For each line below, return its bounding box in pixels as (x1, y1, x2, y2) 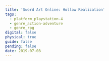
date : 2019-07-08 (5, 48, 41, 53)
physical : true (5, 35, 37, 40)
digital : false (5, 30, 37, 35)
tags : (5, 12, 16, 17)
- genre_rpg (9, 26, 35, 30)
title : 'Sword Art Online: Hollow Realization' (5, 7, 106, 12)
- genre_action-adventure (9, 21, 63, 26)
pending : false (5, 44, 37, 49)
